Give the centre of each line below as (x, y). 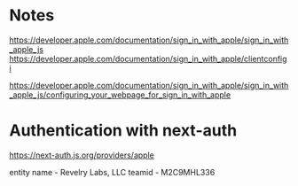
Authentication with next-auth (123, 131)
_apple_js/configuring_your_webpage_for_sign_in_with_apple (120, 95)
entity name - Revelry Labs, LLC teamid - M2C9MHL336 (112, 172)
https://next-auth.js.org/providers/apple (82, 155)
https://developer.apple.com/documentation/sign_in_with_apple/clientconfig (148, 58)
